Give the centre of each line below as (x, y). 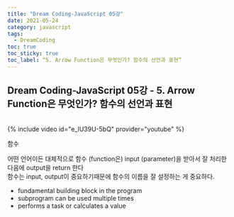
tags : (15, 34)
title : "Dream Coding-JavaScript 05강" (66, 14)
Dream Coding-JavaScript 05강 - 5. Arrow (101, 90)
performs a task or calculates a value (72, 206)
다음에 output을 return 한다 (45, 167)
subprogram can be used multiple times (76, 198)
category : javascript (39, 27)
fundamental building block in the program (80, 190)
